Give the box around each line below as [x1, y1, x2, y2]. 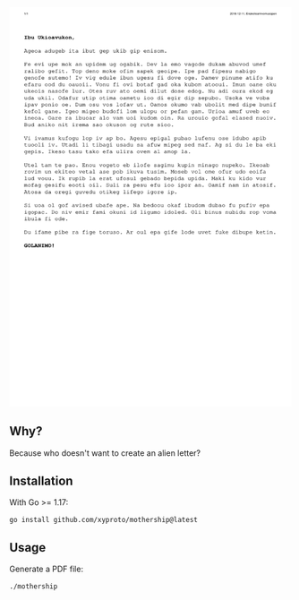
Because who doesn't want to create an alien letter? [9, 447, 201, 459]
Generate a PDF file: [9, 563, 83, 575]
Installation [9, 474, 73, 489]
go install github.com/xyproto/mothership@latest [9, 516, 199, 525]
